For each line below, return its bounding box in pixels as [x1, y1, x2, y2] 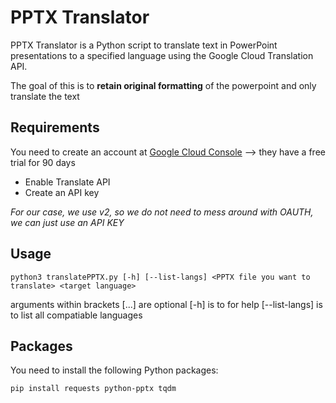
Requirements [10, 119, 100, 136]
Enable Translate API [24, 176, 111, 188]
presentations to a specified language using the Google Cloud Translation [10, 49, 314, 61]
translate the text [10, 90, 80, 102]
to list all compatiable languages [10, 309, 143, 321]
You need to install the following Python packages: [10, 364, 219, 376]
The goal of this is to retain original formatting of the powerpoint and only [10, 79, 317, 91]
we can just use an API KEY [10, 216, 125, 228]
